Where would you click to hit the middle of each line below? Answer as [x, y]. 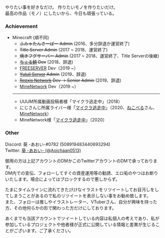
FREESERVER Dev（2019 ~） [49, 68]
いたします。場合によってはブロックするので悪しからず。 [63, 179]
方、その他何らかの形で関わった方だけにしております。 [61, 208]
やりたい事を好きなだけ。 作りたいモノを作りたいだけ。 [61, 7]
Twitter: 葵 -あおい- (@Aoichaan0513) [43, 150]
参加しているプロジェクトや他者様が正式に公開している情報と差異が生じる [80, 224]
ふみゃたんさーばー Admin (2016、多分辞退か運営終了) [75, 44]
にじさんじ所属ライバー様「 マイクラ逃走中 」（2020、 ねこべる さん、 [88, 108]
